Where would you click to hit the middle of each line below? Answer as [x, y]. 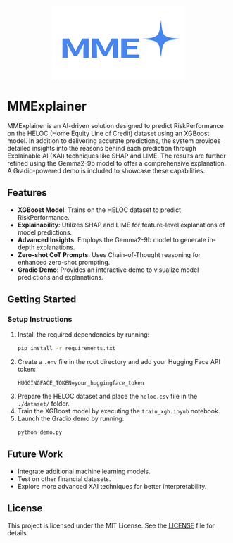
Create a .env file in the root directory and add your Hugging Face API [119, 362]
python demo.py [40, 432]
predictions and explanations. [60, 277]
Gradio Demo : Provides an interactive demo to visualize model [108, 270]
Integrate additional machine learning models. [84, 471]
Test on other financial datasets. [64, 479]
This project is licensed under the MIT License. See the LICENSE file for [111, 525]
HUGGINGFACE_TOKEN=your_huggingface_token [81, 383]
